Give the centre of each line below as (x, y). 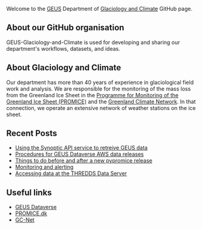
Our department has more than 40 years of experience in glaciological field (100, 82)
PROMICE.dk (31, 213)
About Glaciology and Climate (64, 68)
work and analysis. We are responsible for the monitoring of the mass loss (99, 89)
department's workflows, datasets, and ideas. (63, 48)
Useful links (29, 192)
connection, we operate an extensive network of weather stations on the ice (101, 108)
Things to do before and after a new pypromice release (84, 161)
